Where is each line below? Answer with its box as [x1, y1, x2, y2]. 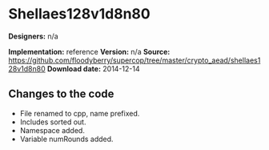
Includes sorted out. [19, 117, 86, 127]
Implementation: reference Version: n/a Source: [8, 47, 171, 56]
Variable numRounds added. [19, 134, 114, 144]
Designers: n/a [8, 31, 58, 41]
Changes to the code [8, 87, 114, 101]
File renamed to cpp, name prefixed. [19, 108, 140, 118]
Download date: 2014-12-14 [46, 63, 140, 73]
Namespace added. [19, 125, 86, 135]
